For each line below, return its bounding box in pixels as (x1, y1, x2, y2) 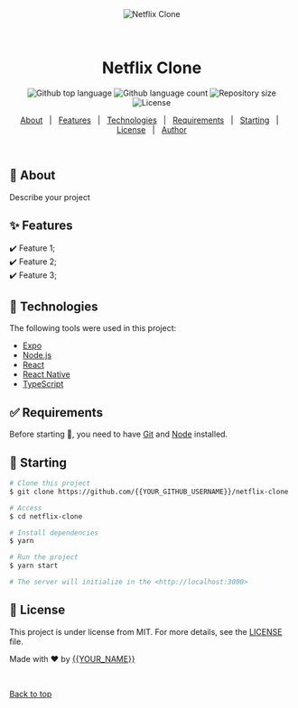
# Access (9, 503, 42, 512)
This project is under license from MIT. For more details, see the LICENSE (9, 626, 283, 637)
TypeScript (22, 379, 64, 390)
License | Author (116, 124, 188, 134)
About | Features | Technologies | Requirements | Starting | (20, 115, 279, 125)
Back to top (9, 688, 52, 699)
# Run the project (9, 553, 79, 562)
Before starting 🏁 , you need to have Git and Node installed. (9, 428, 228, 440)
